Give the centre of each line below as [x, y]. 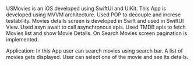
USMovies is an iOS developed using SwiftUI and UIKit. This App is [86, 8]
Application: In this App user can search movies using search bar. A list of [95, 51]
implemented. [22, 39]
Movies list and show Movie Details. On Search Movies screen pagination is [97, 33]
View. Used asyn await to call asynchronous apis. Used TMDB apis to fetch [96, 27]
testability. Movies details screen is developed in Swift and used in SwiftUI [95, 21]
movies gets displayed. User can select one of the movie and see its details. [97, 57]
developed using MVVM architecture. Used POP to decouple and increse [94, 15]
